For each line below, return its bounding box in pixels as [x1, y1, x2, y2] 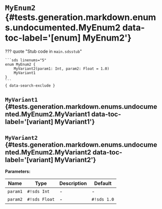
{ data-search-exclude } [5, 83, 55, 88]
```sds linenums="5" [5, 58, 47, 62]
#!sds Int [27, 189, 50, 194]
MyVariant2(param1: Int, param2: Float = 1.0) [14, 66, 110, 71]
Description [59, 180, 87, 187]
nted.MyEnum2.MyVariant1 [5, 110, 90, 119]
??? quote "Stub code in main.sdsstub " [5, 48, 82, 54]
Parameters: [5, 168, 31, 175]
